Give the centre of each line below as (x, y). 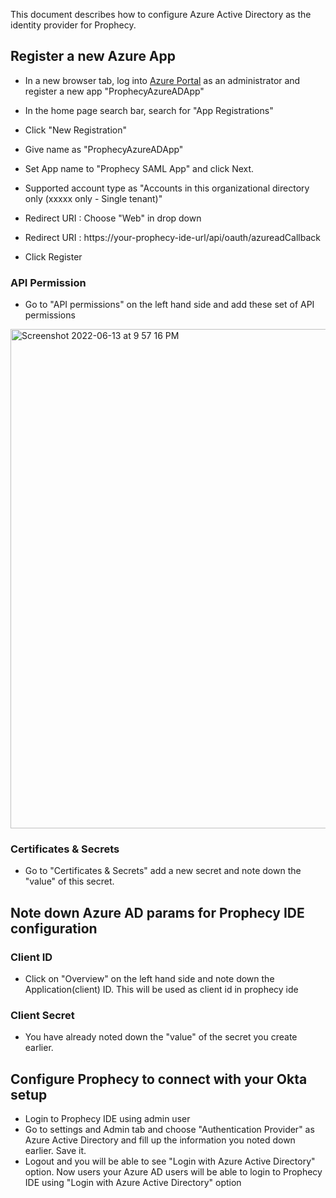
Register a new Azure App (93, 56)
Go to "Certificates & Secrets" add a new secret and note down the (163, 871)
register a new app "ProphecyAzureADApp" (114, 91)
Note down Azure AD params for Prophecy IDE (157, 912)
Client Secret (42, 1016)
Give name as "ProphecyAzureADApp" (104, 149)
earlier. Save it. (55, 1151)
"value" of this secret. (69, 881)
